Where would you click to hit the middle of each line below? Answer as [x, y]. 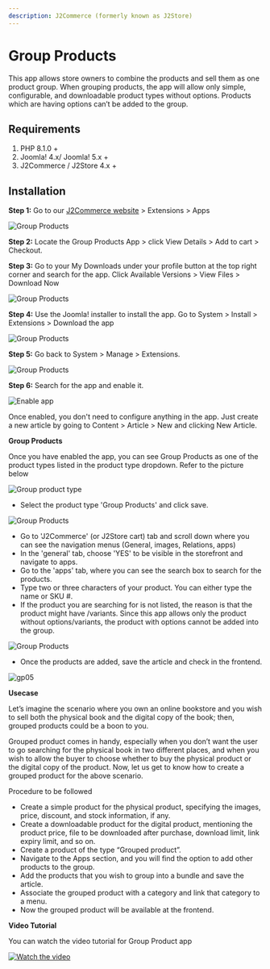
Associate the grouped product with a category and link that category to [140, 893]
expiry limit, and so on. [58, 842]
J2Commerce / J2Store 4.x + [68, 165]
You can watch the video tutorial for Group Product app [100, 942]
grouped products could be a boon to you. [79, 726]
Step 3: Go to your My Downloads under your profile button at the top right [133, 266]
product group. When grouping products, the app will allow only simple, [127, 86]
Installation [37, 191]
